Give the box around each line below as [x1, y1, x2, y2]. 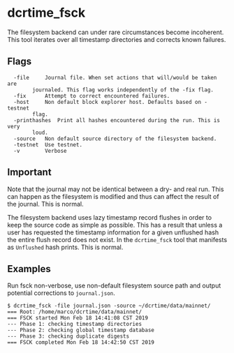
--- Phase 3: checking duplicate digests [7, 333, 130, 340]
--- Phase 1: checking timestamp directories [7, 321, 142, 328]
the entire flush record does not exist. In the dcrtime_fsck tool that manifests [7, 235, 228, 243]
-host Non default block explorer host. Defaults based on [13, 98, 201, 105]
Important [7, 166, 52, 179]
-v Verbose [13, 147, 68, 154]
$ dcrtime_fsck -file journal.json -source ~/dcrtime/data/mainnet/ [7, 302, 211, 310]
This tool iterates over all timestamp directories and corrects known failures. [7, 35, 226, 43]
